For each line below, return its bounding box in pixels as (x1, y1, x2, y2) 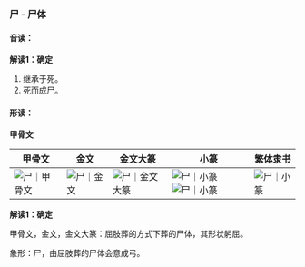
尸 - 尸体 (9, 7, 47, 20)
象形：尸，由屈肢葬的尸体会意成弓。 (9, 248, 145, 259)
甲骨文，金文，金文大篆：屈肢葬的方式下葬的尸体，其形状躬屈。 (9, 229, 248, 240)
